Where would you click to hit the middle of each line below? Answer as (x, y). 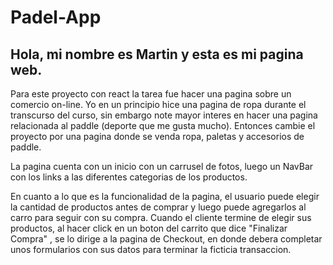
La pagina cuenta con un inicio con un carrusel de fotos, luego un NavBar (162, 166)
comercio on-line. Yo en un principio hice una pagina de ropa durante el (158, 104)
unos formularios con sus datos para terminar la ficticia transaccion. (151, 249)
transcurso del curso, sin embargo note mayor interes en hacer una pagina (164, 115)
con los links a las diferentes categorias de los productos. (129, 177)
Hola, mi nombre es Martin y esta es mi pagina (157, 54)
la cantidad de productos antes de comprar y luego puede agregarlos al (158, 207)
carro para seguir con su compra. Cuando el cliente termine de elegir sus (161, 217)
